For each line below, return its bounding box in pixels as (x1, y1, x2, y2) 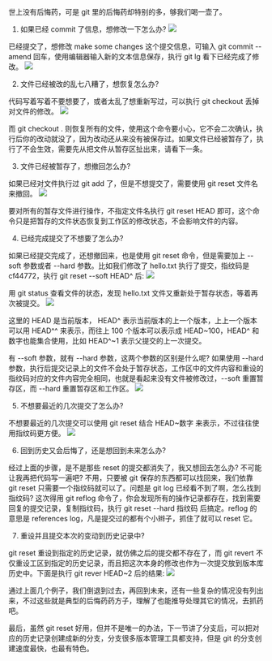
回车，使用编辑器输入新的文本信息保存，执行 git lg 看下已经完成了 (33, 52, 253, 61)
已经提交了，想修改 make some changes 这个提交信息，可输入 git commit (8, 41, 253, 51)
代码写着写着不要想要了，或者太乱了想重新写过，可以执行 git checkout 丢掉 (8, 97, 260, 106)
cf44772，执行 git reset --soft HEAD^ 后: (8, 271, 144, 280)
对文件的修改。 (8, 106, 58, 116)
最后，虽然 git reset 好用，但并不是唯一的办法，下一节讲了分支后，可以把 (8, 624, 253, 633)
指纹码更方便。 (15, 429, 66, 438)
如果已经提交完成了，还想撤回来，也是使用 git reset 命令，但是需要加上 (8, 251, 245, 260)
